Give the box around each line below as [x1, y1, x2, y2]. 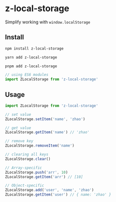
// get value [5, 125, 31, 130]
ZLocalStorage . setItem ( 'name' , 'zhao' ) [5, 116, 86, 122]
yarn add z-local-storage [5, 55, 57, 60]
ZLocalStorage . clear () [5, 156, 51, 161]
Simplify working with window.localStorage [5, 19, 90, 25]
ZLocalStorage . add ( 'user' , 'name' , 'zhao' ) [5, 188, 94, 193]
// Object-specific [5, 183, 44, 188]
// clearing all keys [5, 152, 49, 157]
